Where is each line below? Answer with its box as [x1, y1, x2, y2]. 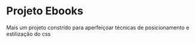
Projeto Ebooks [6, 4, 84, 18]
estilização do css [6, 30, 51, 37]
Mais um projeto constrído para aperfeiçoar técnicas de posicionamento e [6, 24, 190, 31]
